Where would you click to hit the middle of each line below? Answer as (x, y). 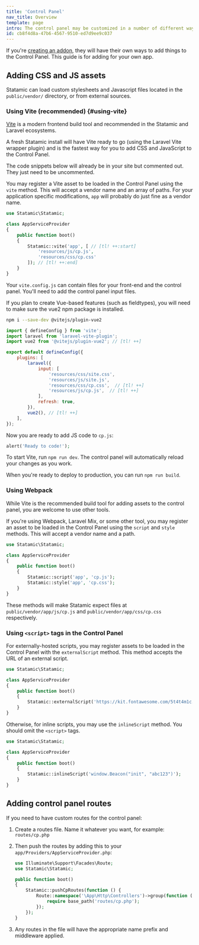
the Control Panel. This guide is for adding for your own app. (80, 57)
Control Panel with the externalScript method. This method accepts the (94, 652)
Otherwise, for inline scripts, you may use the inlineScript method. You (94, 724)
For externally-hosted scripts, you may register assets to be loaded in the (95, 645)
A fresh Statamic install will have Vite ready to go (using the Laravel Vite (94, 142)
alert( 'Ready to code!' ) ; (38, 446)
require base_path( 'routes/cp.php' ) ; (93, 901)
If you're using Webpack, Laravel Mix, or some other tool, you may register (97, 521)
